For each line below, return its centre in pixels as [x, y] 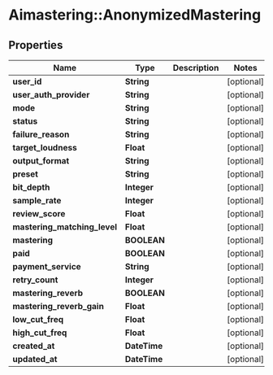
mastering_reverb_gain [58, 306]
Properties [36, 45]
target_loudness [45, 148]
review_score [39, 214]
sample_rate [37, 201]
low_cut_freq [38, 319]
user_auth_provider [51, 95]
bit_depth [31, 187]
